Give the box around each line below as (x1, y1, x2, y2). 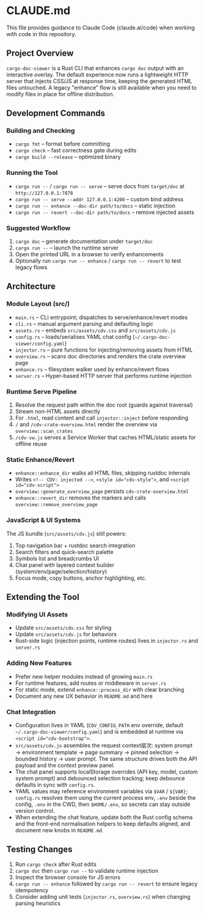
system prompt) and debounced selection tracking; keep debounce (15, 774, 185, 782)
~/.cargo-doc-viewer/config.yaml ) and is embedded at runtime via (15, 728, 183, 735)
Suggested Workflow (6, 224, 71, 232)
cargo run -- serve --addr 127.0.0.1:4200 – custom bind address (15, 195, 184, 202)
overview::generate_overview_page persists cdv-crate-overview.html (15, 487, 189, 495)
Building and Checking (6, 127, 75, 135)
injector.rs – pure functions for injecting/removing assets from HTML (15, 346, 193, 353)
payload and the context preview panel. (15, 761, 115, 769)
